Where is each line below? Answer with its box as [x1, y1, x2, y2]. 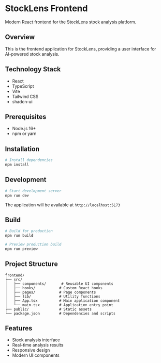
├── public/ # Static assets [5, 307, 92, 312]
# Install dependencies [5, 158, 53, 163]
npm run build [5, 233, 34, 238]
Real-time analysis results [12, 342, 64, 348]
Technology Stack [5, 65, 61, 73]
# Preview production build [5, 242, 62, 247]
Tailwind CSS [12, 93, 39, 99]
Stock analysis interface [12, 337, 60, 343]
